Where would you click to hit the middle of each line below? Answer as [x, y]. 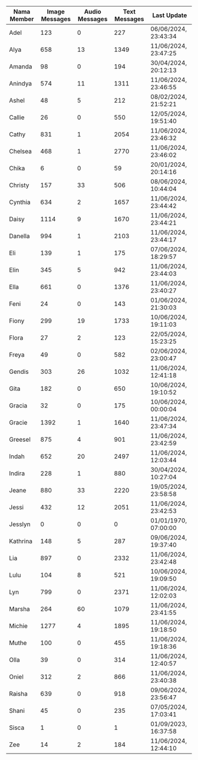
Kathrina [21, 541]
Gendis [19, 372]
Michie [19, 626]
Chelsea [21, 151]
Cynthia [20, 202]
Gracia [18, 405]
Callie [17, 117]
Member [22, 19]
